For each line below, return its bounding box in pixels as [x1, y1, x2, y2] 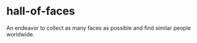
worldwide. [6, 30, 35, 38]
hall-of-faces [6, 4, 75, 18]
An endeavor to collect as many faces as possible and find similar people [6, 24, 191, 31]
